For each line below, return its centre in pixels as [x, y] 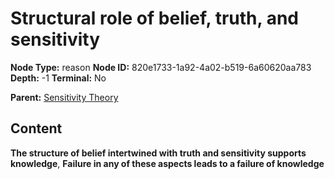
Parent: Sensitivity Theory [64, 97]
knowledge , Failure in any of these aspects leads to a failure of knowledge [167, 163]
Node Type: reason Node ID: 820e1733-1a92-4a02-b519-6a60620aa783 [161, 67]
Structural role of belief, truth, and [154, 18]
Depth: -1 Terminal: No [58, 78]
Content [36, 128]
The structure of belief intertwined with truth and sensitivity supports [158, 153]
